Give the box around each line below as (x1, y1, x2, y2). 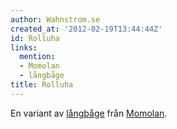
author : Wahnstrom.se (10, 14, 101, 25)
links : (10, 42, 38, 53)
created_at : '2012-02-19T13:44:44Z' (10, 24, 163, 34)
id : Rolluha (10, 33, 60, 43)
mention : (19, 52, 56, 62)
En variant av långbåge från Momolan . (10, 107, 168, 119)
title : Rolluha (10, 80, 74, 90)
